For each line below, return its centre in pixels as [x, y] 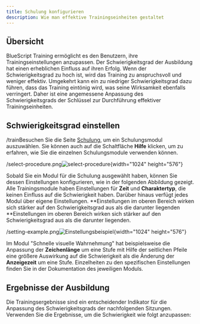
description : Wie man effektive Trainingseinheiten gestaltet [85, 17]
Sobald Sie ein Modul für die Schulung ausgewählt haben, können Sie [92, 176]
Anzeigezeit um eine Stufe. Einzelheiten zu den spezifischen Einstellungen [98, 262]
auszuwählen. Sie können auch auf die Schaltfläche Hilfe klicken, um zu [95, 146]
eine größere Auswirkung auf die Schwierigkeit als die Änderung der [90, 256]
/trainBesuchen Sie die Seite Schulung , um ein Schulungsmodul [84, 140]
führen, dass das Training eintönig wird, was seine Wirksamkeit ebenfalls [96, 88]
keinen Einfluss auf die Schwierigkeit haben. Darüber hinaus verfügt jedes [97, 195]
